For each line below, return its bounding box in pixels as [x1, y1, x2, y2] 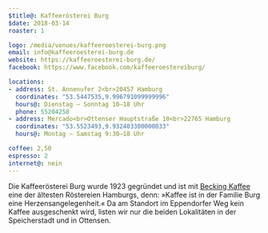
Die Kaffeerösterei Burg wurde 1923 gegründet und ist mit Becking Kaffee [8, 181, 250, 191]
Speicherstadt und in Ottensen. [8, 215, 111, 225]
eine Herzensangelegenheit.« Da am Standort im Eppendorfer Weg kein [8, 198, 244, 208]
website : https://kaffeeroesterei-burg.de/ [8, 56, 156, 64]
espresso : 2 [8, 151, 48, 160]
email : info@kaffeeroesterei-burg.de [8, 49, 134, 57]
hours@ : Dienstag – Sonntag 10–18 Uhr [15, 100, 146, 108]
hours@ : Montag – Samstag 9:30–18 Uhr [15, 130, 146, 139]
